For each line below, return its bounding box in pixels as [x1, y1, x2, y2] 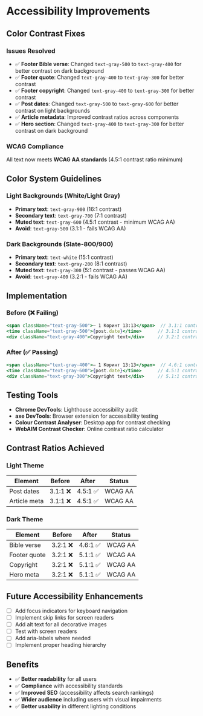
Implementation [6, 290, 68, 301]
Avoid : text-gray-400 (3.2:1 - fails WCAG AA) [14, 273, 128, 280]
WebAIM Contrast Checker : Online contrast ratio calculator [14, 426, 164, 433]
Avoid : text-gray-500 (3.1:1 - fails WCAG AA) [14, 224, 126, 232]
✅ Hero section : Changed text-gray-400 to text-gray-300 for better [14, 120, 184, 127]
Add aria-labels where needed [14, 635, 91, 642]
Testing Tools [6, 390, 59, 400]
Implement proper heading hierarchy [14, 641, 107, 649]
